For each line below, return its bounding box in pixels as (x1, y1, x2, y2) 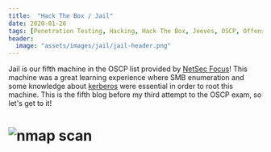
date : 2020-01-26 (8, 19, 67, 27)
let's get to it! (8, 99, 52, 108)
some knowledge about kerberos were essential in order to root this (8, 82, 234, 91)
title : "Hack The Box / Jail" (8, 11, 114, 20)
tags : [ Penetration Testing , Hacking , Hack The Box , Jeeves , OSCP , (8, 27, 240, 35)
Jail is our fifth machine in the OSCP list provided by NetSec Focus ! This (8, 64, 248, 74)
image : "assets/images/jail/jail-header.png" (15, 42, 172, 50)
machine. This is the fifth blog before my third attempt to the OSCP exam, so (8, 90, 262, 99)
